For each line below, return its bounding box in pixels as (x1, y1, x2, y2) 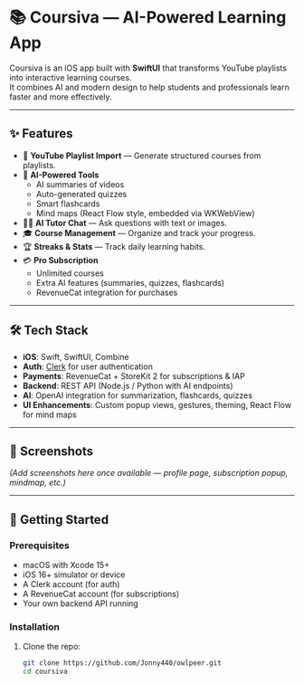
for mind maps (22, 409, 77, 420)
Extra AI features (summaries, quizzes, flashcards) (35, 277, 224, 288)
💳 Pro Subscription (22, 254, 99, 265)
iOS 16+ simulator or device (22, 569, 126, 580)
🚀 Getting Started (9, 512, 109, 527)
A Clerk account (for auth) (22, 579, 120, 590)
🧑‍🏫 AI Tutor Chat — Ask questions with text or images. (22, 217, 228, 228)
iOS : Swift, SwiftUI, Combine (22, 351, 129, 362)
